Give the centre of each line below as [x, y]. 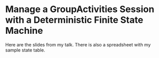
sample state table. [25, 50]
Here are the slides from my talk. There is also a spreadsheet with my [78, 44]
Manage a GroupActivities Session [80, 9]
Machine [24, 31]
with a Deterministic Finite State [74, 20]
